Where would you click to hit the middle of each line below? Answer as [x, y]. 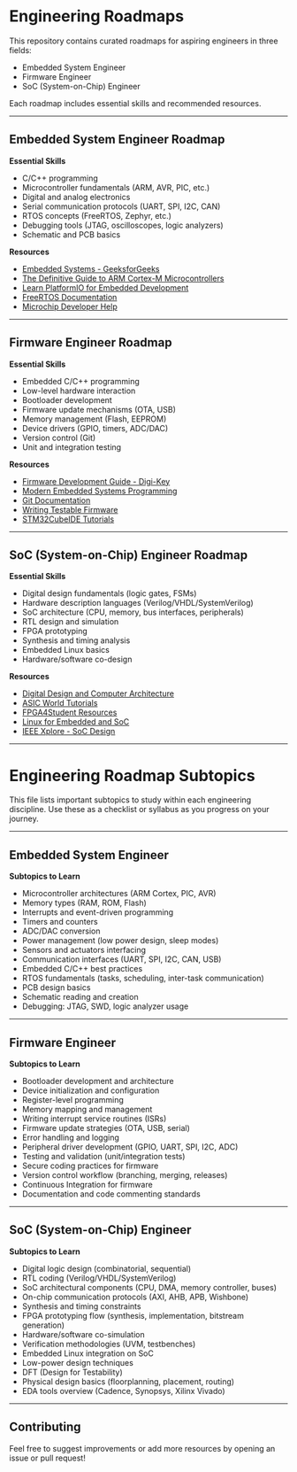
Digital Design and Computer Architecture [98, 693]
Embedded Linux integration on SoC [88, 1353]
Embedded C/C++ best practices [82, 969]
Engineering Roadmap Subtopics [132, 775]
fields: [21, 50]
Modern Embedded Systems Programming [99, 491]
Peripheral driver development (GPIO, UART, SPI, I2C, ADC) [130, 1147]
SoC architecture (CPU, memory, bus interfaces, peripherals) [133, 612]
